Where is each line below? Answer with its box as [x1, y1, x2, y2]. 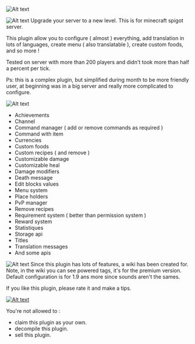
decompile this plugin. [14, 325, 69, 332]
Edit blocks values [14, 180, 59, 187]
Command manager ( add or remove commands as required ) [14, 124, 163, 131]
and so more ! [6, 47, 40, 54]
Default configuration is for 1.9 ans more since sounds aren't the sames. [6, 273, 180, 280]
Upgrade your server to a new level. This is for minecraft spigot [30, 17, 184, 24]
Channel [14, 118, 35, 125]
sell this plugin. [14, 332, 52, 338]
